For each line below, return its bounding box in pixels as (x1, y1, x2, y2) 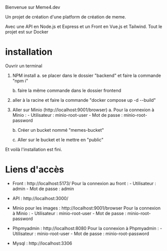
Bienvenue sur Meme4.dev (5, 4, 61, 10)
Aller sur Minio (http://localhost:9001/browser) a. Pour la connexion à (12, 107, 155, 113)
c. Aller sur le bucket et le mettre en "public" (12, 137, 104, 143)
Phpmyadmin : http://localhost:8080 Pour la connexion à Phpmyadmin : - (12, 225, 163, 231)
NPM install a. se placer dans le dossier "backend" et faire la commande (12, 72, 161, 78)
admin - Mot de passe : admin (12, 186, 74, 192)
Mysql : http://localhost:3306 (12, 240, 72, 246)
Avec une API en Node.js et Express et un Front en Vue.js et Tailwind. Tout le (5, 23, 163, 29)
